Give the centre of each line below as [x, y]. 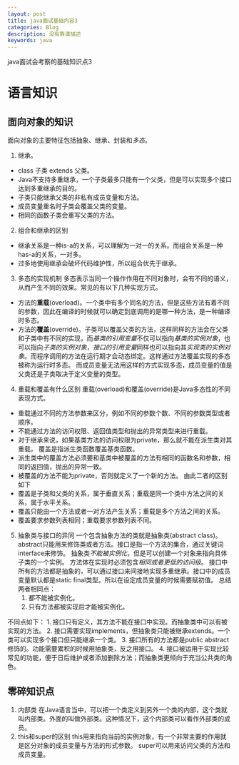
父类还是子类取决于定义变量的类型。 [71, 374]
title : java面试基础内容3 [43, 21]
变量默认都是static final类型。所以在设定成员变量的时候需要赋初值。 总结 [124, 580]
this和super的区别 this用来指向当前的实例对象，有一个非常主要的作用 [119, 736]
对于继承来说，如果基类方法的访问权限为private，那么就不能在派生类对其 [125, 440]
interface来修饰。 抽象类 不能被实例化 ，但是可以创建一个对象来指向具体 [122, 553]
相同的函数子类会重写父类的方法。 [68, 216]
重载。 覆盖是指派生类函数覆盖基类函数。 [78, 449]
